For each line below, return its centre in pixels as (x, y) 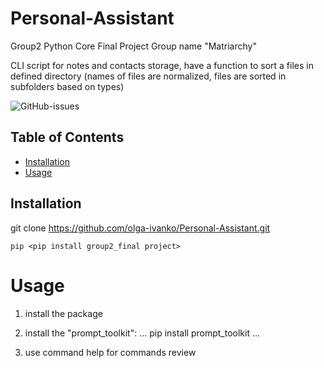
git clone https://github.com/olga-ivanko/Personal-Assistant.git (140, 228)
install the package (63, 313)
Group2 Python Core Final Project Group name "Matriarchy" (133, 46)
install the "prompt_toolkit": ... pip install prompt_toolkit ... (142, 333)
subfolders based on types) (67, 86)
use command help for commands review (110, 352)
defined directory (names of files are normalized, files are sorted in (148, 76)
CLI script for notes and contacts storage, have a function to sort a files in (162, 65)
